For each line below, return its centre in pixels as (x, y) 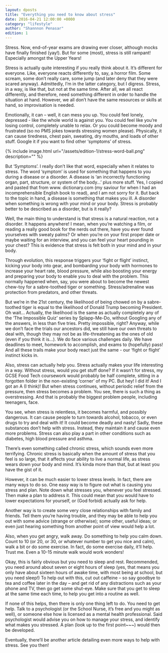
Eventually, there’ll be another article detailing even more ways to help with (82, 640)
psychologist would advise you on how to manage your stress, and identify (82, 619)
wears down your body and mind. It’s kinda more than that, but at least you (82, 464)
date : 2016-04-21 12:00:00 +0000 (40, 19)
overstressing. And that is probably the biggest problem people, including (81, 397)
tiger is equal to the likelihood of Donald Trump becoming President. (93, 307)
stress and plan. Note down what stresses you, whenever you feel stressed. (83, 490)
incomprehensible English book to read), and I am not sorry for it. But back (82, 193)
